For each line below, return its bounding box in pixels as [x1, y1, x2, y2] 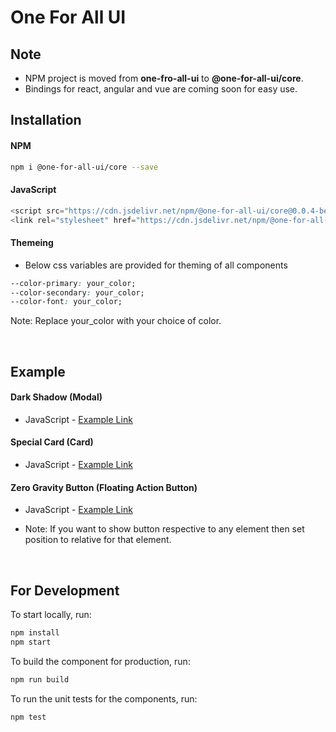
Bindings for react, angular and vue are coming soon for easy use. [24, 83, 298, 95]
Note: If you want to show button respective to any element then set [24, 523, 305, 535]
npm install [10, 628, 60, 638]
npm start [10, 637, 52, 647]
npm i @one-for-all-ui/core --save [10, 162, 159, 172]
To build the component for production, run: [10, 655, 191, 667]
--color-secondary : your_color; [10, 287, 145, 298]
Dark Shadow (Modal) [10, 391, 103, 403]
